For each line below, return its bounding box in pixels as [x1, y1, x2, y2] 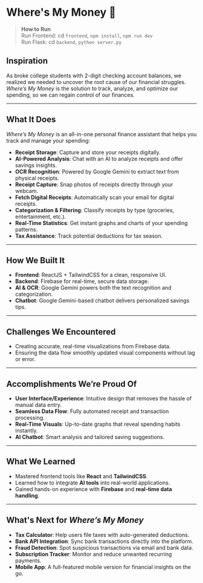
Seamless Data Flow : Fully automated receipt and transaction [14, 408, 169, 415]
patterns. [14, 226, 38, 233]
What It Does [6, 114, 56, 125]
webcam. [14, 187, 39, 194]
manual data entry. [14, 402, 62, 408]
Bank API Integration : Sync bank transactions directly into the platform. [14, 538, 193, 545]
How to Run [21, 25, 51, 33]
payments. [14, 556, 42, 564]
